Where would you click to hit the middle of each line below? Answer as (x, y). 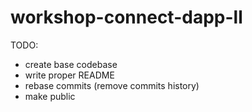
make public (50, 96)
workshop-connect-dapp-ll (126, 17)
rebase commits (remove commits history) (112, 85)
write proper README (69, 75)
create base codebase (71, 64)
